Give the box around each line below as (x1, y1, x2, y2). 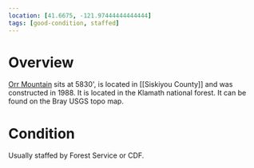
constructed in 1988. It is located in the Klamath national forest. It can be (8, 88, 247, 98)
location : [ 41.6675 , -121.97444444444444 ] (8, 11, 152, 20)
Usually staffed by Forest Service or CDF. (8, 150, 145, 160)
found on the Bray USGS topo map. (8, 96, 124, 106)
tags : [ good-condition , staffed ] (8, 19, 120, 27)
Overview (8, 53, 74, 72)
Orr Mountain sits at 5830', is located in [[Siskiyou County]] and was (8, 80, 233, 89)
